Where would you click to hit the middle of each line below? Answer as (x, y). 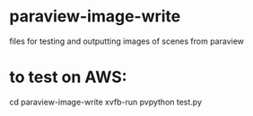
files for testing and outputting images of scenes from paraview (127, 41)
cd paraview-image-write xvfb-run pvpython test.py (106, 102)
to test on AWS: (68, 77)
